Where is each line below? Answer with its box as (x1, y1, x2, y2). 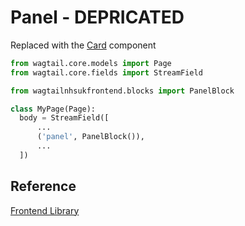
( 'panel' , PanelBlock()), (36, 132, 145, 142)
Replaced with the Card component (10, 39, 157, 51)
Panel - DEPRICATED (10, 6, 185, 29)
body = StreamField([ (19, 113, 110, 123)
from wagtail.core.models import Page (10, 58, 172, 68)
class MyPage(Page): (10, 104, 97, 114)
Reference (10, 178, 77, 195)
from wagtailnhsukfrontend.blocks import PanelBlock (10, 86, 235, 96)
